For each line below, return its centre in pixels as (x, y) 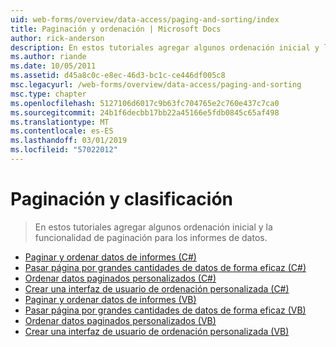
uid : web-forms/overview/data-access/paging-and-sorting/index (145, 19)
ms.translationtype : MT (60, 122)
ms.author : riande (48, 57)
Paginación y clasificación (122, 199)
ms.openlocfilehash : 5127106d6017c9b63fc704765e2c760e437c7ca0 (145, 103)
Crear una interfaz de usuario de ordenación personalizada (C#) (157, 288)
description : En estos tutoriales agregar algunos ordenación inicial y (165, 47)
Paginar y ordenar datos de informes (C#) (110, 257)
